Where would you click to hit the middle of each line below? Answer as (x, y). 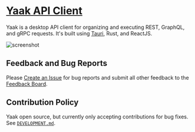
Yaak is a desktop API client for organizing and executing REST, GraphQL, (95, 27)
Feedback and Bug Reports (57, 63)
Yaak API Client (44, 11)
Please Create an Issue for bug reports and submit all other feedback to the (98, 77)
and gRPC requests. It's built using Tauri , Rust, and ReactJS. (79, 33)
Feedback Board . (27, 84)
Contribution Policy (42, 102)
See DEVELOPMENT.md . (31, 123)
